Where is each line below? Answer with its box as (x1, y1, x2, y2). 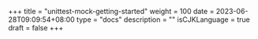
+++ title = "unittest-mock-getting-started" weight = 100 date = (8, 7, 215, 16)
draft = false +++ (8, 23, 64, 32)
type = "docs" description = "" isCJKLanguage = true (76, 15, 250, 24)
